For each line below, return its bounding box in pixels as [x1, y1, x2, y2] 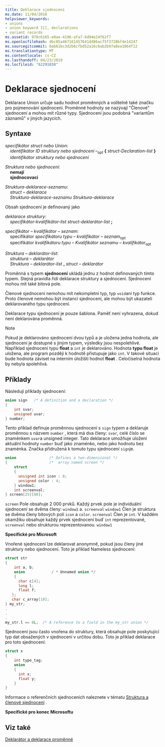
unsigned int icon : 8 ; [18, 474, 67, 479]
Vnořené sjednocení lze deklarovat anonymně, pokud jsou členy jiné [5, 541, 144, 547]
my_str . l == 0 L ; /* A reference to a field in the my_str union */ [5, 620, 149, 625]
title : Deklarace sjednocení [5, 7, 65, 12]
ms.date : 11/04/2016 [5, 12, 48, 17]
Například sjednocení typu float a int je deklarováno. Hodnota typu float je [5, 345, 158, 351]
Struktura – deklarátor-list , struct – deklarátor [9, 261, 103, 267]
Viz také [5, 723, 31, 732]
